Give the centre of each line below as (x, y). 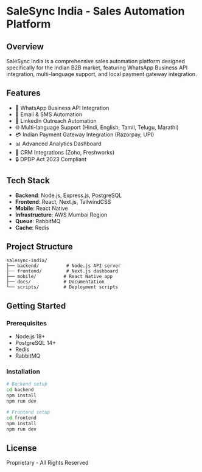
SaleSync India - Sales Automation (96, 11)
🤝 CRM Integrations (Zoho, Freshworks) (64, 152)
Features (23, 93)
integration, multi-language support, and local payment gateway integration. (102, 74)
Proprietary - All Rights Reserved (47, 463)
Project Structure (40, 247)
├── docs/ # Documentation (55, 282)
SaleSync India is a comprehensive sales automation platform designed (96, 61)
